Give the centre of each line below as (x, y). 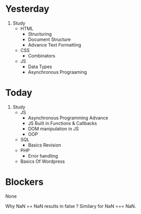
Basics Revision (44, 145)
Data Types (40, 67)
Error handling (43, 156)
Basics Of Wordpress (43, 161)
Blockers (25, 182)
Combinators (41, 56)
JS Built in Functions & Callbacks (62, 123)
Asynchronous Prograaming (57, 72)
